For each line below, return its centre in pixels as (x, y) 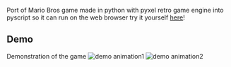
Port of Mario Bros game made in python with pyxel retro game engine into (115, 10)
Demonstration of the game (47, 56)
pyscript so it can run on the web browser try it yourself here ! (96, 17)
